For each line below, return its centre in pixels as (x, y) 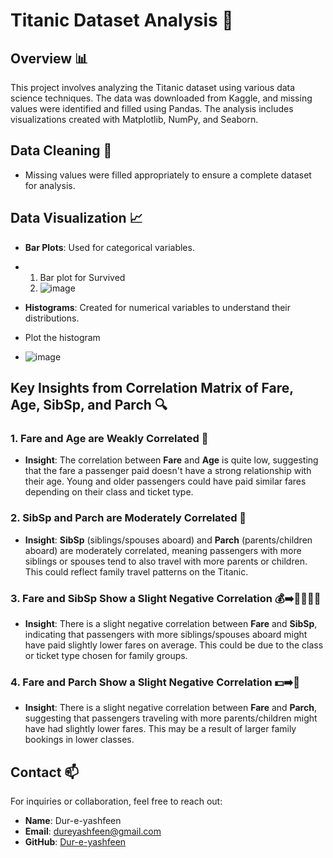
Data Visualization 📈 (76, 218)
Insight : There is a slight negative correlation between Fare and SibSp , (171, 623)
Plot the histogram (62, 337)
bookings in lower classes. (79, 740)
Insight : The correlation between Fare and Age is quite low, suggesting (171, 460)
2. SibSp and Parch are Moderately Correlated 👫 (128, 518)
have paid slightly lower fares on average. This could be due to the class (174, 645)
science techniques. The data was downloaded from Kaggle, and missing (161, 98)
